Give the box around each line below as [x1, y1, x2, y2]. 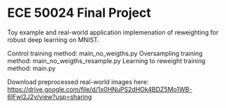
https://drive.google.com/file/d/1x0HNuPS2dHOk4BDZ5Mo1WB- [7, 85, 192, 93]
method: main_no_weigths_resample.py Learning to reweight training [7, 56, 206, 65]
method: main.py [7, 64, 56, 72]
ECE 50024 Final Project [7, 5, 152, 21]
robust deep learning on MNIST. [7, 35, 100, 43]
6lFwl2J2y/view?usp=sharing [7, 93, 92, 101]
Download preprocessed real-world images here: [7, 77, 149, 86]
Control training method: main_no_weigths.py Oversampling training [7, 49, 203, 58]
